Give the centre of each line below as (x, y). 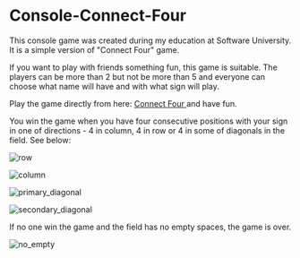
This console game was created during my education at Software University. (150, 40)
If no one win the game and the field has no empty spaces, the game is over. (150, 227)
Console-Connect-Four (98, 16)
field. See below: (40, 140)
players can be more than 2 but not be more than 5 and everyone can (137, 76)
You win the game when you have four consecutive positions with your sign (149, 121)
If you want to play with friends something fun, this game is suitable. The (143, 67)
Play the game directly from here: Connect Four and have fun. (123, 103)
